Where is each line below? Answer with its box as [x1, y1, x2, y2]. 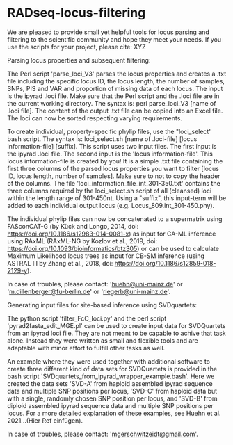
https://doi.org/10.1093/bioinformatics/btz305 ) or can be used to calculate [7, 244, 219, 252]
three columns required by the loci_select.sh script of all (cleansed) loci [7, 186, 212, 195]
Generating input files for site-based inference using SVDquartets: [7, 300, 197, 309]
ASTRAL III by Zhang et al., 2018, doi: [7, 259, 113, 267]
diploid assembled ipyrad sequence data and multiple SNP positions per [7, 401, 214, 410]
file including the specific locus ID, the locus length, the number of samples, [7, 76, 225, 85]
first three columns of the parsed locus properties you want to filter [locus [7, 164, 219, 172]
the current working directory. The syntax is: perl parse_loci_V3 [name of [7, 99, 216, 107]
